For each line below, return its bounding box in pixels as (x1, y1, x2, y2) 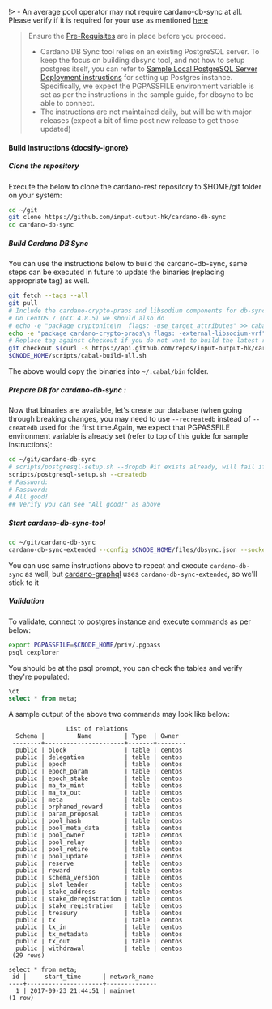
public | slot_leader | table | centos (15, 881, 183, 889)
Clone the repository (8, 161, 79, 171)
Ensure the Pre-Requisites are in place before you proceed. (28, 32, 227, 40)
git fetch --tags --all (8, 291, 89, 300)
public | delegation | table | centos (15, 753, 183, 761)
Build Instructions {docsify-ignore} (8, 142, 130, 152)
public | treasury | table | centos (15, 909, 183, 918)
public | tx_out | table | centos (15, 938, 183, 946)
